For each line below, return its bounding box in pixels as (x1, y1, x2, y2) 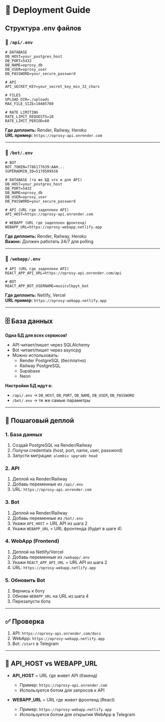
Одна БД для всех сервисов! (5, 332, 67, 338)
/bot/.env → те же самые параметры (12, 398, 91, 403)
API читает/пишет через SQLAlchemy (12, 342, 90, 348)
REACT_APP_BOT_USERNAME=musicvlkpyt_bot (5, 284, 89, 289)
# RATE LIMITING (5, 110, 38, 115)
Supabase (19, 368, 40, 374)
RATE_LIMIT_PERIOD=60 (5, 118, 50, 123)
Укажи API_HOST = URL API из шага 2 (12, 520, 88, 526)
